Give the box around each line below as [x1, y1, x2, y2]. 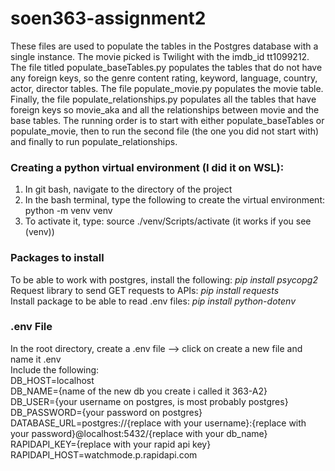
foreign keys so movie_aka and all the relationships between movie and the [10, 103, 320, 116]
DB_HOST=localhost [10, 374, 95, 386]
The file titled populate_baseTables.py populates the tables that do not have [10, 61, 323, 73]
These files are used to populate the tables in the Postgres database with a [10, 40, 319, 52]
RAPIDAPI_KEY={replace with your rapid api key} [10, 438, 212, 450]
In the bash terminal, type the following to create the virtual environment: [24, 194, 325, 206]
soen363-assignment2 [10, 7, 207, 30]
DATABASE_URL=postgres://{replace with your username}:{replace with [10, 417, 307, 429]
